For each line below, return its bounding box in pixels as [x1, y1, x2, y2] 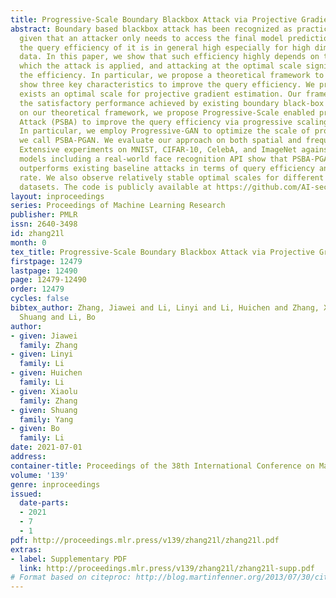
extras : [10, 544, 43, 555]
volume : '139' [10, 470, 70, 480]
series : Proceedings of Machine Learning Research [10, 201, 226, 211]
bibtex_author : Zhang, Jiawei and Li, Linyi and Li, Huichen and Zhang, [10, 303, 320, 313]
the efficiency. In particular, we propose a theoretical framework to [19, 71, 325, 81]
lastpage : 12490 [10, 266, 78, 276]
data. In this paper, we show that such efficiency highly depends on [19, 52, 320, 62]
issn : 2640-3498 [10, 219, 78, 230]
